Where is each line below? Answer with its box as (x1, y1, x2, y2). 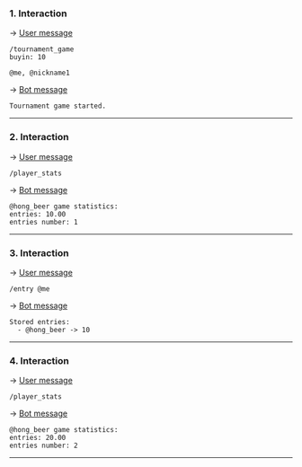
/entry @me (9, 284, 50, 294)
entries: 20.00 (9, 434, 67, 443)
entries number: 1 (9, 217, 78, 226)
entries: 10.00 (9, 209, 67, 218)
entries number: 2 (9, 441, 78, 451)
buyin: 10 (9, 53, 47, 62)
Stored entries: (9, 317, 70, 326)
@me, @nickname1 (9, 68, 70, 78)
